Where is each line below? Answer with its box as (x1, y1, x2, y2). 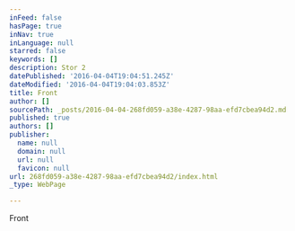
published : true (9, 113, 70, 122)
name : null (17, 138, 58, 147)
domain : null (17, 147, 66, 155)
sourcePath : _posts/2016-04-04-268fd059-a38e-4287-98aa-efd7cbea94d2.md (9, 105, 287, 114)
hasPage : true (9, 22, 63, 31)
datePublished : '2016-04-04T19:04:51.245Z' (9, 72, 175, 81)
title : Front (9, 88, 58, 97)
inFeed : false (9, 13, 63, 22)
